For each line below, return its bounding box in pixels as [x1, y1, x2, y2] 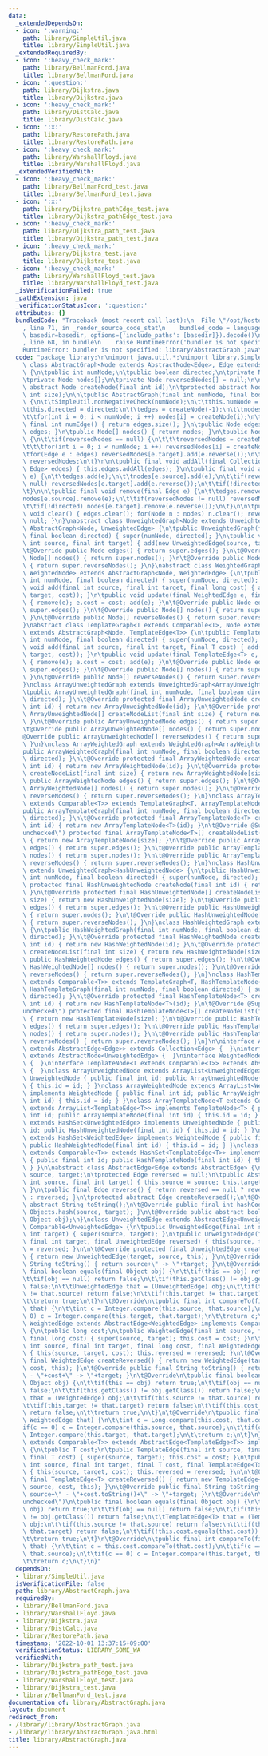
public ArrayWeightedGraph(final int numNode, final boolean [22, 747, 230, 755]
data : [8, 11, 26, 20]
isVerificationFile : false [15, 1579, 105, 1587]
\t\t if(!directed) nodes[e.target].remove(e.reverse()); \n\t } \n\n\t [22, 502, 255, 510]
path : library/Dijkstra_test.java [22, 249, 137, 257]
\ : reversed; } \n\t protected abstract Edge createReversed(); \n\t [22, 1193, 251, 1201]
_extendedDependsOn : [15, 19, 84, 27]
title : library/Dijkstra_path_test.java [22, 235, 159, 243]
